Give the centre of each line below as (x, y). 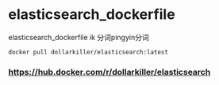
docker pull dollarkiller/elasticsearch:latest (88, 52)
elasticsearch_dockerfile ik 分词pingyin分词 (79, 37)
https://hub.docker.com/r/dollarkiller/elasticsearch (109, 72)
